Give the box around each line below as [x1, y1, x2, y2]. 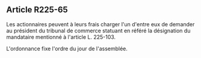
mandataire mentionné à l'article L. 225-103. [6, 33, 116, 41]
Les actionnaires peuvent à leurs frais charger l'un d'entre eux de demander [6, 20, 195, 28]
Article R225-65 [6, 5, 68, 15]
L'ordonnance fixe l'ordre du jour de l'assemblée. [6, 45, 128, 52]
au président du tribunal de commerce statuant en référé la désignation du [6, 27, 191, 34]
